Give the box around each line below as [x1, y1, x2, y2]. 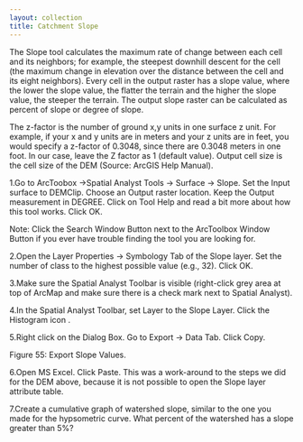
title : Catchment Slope [9, 22, 99, 31]
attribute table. [9, 385, 64, 397]
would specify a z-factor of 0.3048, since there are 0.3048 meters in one [9, 141, 281, 152]
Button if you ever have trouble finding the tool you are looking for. [9, 233, 256, 244]
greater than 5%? [9, 422, 74, 433]
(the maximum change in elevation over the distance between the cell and [9, 65, 284, 77]
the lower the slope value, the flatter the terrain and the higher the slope [9, 85, 277, 96]
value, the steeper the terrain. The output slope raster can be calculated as [9, 94, 288, 105]
